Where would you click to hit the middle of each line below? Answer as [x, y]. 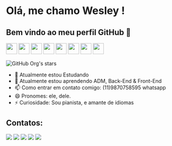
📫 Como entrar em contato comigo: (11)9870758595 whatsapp [90, 88]
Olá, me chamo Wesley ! [66, 11]
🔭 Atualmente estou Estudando [52, 75]
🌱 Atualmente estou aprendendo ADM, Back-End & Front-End [88, 81]
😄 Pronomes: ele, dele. [43, 96]
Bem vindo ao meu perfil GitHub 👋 [69, 32]
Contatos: [24, 123]
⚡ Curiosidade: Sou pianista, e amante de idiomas [74, 102]
